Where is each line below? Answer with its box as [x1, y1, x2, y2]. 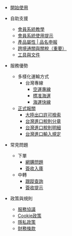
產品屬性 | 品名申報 [17, 39, 58, 45]
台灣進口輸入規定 [25, 131, 61, 137]
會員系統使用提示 [17, 33, 54, 38]
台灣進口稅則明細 [25, 125, 61, 130]
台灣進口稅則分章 [25, 118, 61, 124]
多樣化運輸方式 [17, 74, 49, 79]
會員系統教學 [17, 26, 45, 32]
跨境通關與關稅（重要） [17, 45, 67, 51]
